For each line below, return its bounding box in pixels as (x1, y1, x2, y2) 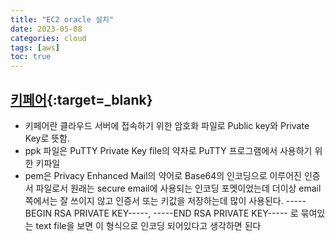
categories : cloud (10, 33, 87, 43)
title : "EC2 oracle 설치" (10, 14, 115, 25)
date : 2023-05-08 (10, 24, 83, 34)
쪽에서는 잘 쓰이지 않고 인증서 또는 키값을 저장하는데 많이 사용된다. (24, 194, 284, 206)
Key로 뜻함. (24, 132, 71, 144)
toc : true (10, 52, 52, 62)
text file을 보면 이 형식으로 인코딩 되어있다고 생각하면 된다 (35, 219, 262, 231)
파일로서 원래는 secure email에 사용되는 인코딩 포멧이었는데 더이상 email (35, 182, 322, 194)
